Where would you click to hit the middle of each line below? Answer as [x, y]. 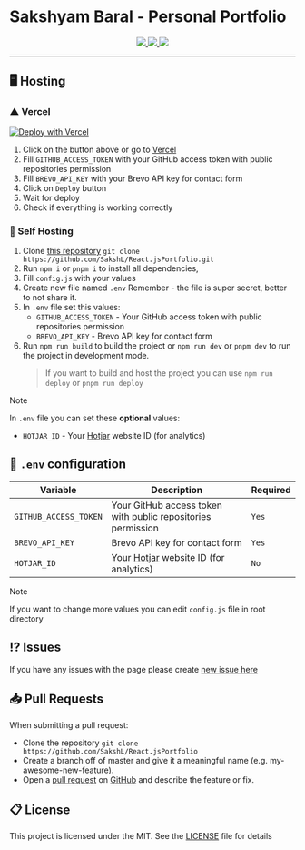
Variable [58, 490]
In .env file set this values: [71, 307]
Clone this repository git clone [81, 250]
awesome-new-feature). [68, 770]
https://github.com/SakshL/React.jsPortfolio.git [118, 259]
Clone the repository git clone [80, 743]
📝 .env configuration [68, 465]
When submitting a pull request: [69, 725]
